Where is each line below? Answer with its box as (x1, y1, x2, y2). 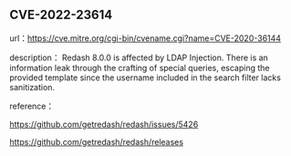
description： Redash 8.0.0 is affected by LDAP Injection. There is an (9, 52, 269, 63)
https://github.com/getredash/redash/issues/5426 (9, 119, 199, 130)
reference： (9, 100, 55, 111)
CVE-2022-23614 (9, 7, 113, 23)
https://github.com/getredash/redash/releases (9, 136, 184, 147)
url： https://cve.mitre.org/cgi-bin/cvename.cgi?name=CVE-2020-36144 (9, 32, 281, 44)
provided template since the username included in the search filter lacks (9, 72, 281, 83)
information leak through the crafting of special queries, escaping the (9, 62, 270, 73)
